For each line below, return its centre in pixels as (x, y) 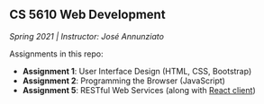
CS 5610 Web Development (87, 15)
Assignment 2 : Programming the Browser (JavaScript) (123, 81)
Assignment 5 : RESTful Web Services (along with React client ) (139, 90)
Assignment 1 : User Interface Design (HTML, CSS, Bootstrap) (137, 71)
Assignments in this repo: (56, 54)
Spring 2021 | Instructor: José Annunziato (87, 36)
